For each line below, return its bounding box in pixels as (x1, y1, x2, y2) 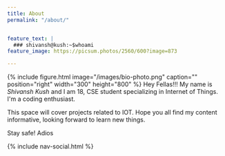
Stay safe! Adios (7, 129, 54, 137)
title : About (7, 10, 45, 17)
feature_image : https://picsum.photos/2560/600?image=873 (7, 48, 177, 55)
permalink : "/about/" (7, 17, 70, 23)
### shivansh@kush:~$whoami (13, 41, 95, 48)
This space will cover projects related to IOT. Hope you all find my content (7, 108, 217, 117)
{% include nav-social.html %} (7, 142, 94, 150)
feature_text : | (7, 35, 54, 42)
